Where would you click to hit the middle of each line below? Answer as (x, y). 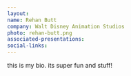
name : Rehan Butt (32, 20)
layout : (18, 13)
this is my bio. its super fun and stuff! (60, 65)
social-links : (28, 46)
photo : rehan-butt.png (40, 33)
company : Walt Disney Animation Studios (66, 26)
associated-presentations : (46, 39)
